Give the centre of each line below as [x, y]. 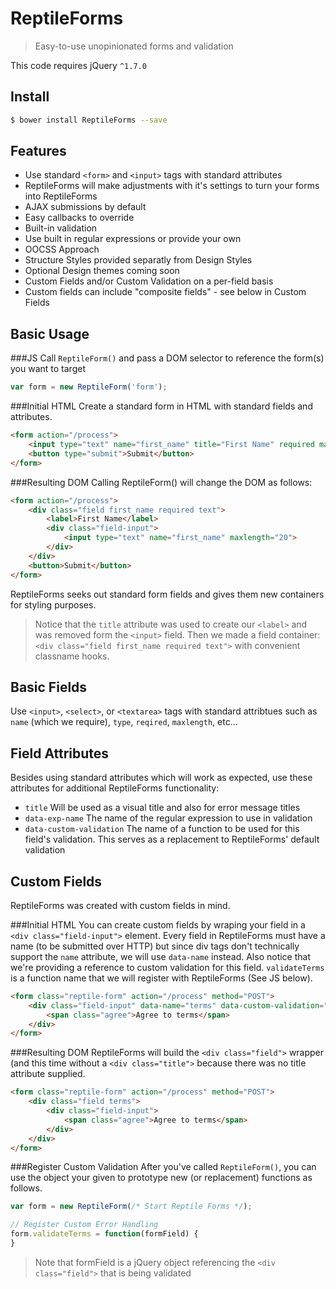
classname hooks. [72, 656]
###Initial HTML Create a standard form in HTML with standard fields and [161, 406]
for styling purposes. [53, 604]
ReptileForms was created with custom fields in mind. [120, 905]
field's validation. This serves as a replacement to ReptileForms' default [172, 839]
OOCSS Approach [62, 249]
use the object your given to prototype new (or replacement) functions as [161, 1178]
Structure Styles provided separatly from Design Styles [138, 260]
